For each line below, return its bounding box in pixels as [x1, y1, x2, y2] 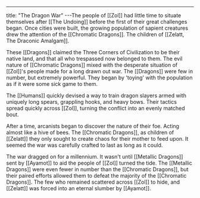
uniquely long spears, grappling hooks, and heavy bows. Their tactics [6, 98, 177, 105]
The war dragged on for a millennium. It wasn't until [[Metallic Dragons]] [6, 153, 183, 160]
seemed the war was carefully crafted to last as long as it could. [6, 141, 163, 148]
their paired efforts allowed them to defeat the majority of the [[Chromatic [6, 172, 187, 179]
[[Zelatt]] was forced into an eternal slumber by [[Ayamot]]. [6, 185, 151, 191]
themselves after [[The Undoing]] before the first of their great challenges [6, 18, 187, 25]
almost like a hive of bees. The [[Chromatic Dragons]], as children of [6, 129, 174, 136]
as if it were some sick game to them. [6, 81, 98, 87]
